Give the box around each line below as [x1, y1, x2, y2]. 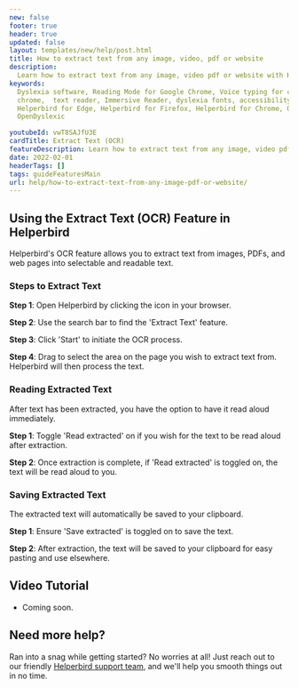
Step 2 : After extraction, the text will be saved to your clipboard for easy [9, 543, 273, 554]
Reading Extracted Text [9, 383, 113, 396]
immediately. [9, 412, 56, 423]
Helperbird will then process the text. [9, 361, 145, 372]
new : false [9, 12, 50, 22]
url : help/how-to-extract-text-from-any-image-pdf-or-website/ [9, 178, 248, 187]
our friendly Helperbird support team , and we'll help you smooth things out [9, 660, 283, 671]
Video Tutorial [9, 579, 90, 594]
